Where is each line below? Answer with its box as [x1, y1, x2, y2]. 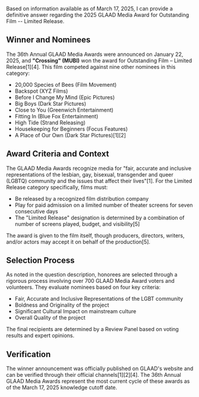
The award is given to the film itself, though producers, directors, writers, [6, 232, 185, 239]
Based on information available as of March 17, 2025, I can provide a [6, 5, 173, 12]
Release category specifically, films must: [6, 184, 108, 191]
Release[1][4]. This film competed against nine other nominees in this [6, 63, 176, 70]
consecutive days [14, 207, 58, 215]
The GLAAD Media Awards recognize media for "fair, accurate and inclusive [6, 165, 192, 172]
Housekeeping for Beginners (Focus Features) [14, 125, 128, 133]
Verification [6, 349, 51, 359]
